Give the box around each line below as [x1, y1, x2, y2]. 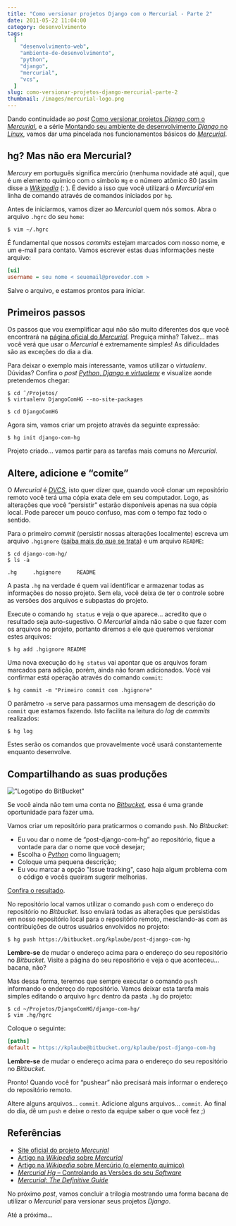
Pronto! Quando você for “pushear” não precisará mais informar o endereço [7, 1078, 228, 1087]
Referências [7, 1127, 62, 1139]
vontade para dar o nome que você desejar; [17, 843, 145, 851]
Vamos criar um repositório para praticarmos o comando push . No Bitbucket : [7, 822, 229, 830]
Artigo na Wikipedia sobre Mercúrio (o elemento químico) [17, 1161, 185, 1169]
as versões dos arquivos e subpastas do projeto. [7, 596, 149, 605]
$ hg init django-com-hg [7, 434, 80, 442]
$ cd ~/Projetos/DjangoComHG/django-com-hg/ [7, 1006, 140, 1013]
